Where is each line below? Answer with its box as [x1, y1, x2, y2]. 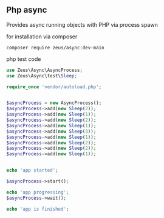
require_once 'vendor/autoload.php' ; [6, 83, 102, 90]
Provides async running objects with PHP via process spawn [6, 21, 158, 28]
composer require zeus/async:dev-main [6, 44, 104, 51]
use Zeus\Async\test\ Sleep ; [6, 72, 78, 79]
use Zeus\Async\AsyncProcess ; [6, 67, 83, 73]
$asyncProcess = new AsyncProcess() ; [6, 100, 102, 106]
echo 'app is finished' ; [6, 206, 69, 212]
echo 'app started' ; [6, 167, 59, 174]
